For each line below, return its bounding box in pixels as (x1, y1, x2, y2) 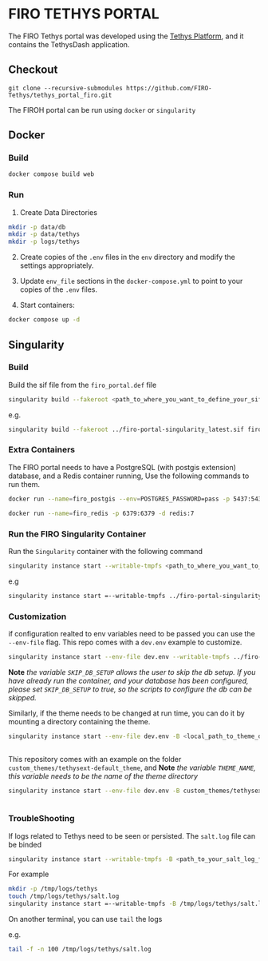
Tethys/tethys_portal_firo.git (8, 91, 112, 99)
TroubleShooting (8, 813, 75, 824)
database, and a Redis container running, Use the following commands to (8, 471, 250, 480)
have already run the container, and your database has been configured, (8, 676, 249, 685)
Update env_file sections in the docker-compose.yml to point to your (19, 277, 243, 286)
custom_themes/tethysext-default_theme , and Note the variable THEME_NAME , (8, 763, 257, 772)
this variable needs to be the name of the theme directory (8, 771, 198, 780)
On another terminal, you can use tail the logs (8, 915, 163, 924)
